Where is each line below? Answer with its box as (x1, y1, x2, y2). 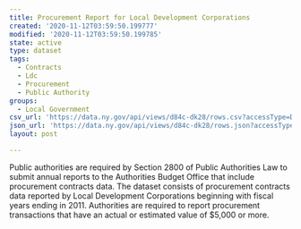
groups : (9, 96, 39, 106)
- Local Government (17, 105, 90, 114)
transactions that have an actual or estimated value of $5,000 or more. (9, 209, 270, 220)
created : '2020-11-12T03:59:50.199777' (9, 21, 159, 30)
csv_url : (9, 113, 42, 122)
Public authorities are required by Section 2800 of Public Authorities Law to (9, 162, 288, 173)
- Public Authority (17, 88, 90, 97)
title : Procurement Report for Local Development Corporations (9, 13, 251, 22)
